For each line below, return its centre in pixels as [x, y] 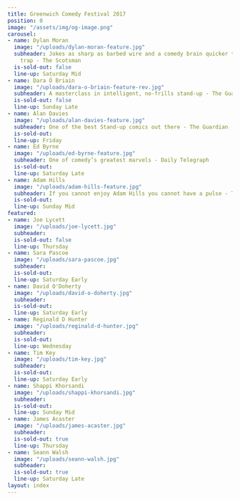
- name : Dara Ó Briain [41, 80]
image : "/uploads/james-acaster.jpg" [70, 426]
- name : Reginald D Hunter [47, 320]
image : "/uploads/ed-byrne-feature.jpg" [75, 154]
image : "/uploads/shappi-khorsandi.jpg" [75, 392]
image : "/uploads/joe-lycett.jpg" [65, 226]
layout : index [29, 486]
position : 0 [25, 21]
